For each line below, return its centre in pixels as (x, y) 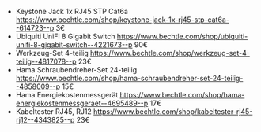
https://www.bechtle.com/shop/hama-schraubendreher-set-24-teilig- (129, 78)
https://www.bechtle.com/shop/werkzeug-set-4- (170, 53)
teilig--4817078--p (46, 61)
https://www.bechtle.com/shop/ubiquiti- (182, 36)
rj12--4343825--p (45, 120)
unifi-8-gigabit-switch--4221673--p (74, 45)
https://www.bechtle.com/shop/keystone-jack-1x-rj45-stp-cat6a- (122, 20)
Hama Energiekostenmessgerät (67, 95)
